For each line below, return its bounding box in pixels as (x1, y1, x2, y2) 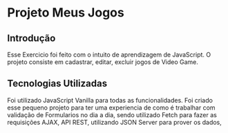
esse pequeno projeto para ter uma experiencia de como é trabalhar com (7, 103, 216, 112)
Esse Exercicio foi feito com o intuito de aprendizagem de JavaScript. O (7, 50, 211, 59)
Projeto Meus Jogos (7, 5, 124, 21)
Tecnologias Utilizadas (7, 78, 108, 90)
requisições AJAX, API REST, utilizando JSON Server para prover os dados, (7, 118, 222, 126)
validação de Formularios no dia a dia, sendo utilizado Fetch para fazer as (7, 110, 218, 119)
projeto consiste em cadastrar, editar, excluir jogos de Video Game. (7, 58, 199, 66)
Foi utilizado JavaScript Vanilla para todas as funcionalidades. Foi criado (7, 96, 213, 104)
